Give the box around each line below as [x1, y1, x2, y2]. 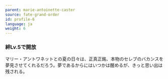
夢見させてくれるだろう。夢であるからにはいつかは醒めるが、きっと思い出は [5, 62, 163, 68]
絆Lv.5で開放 [5, 44, 37, 51]
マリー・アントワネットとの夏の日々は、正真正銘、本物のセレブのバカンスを [5, 56, 164, 62]
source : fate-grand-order [5, 12, 59, 17]
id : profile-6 [5, 17, 35, 22]
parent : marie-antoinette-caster [5, 7, 75, 13]
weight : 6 [5, 26, 26, 31]
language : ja [5, 21, 33, 27]
